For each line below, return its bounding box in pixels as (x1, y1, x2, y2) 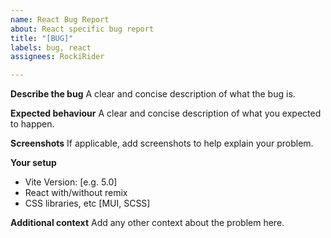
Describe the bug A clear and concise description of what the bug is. (10, 88, 296, 100)
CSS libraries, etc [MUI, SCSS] (24, 197, 151, 210)
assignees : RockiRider (10, 52, 105, 62)
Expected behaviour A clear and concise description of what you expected (10, 107, 322, 120)
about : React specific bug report (10, 24, 155, 34)
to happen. (10, 118, 55, 130)
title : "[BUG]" (10, 33, 74, 43)
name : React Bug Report (10, 14, 110, 25)
